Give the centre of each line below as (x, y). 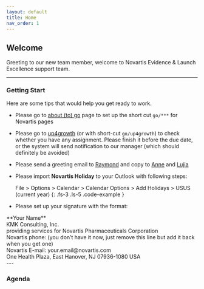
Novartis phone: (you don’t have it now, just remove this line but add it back (100, 237)
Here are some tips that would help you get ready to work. (79, 103)
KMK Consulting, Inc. (33, 225)
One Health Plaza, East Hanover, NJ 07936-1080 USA (73, 257)
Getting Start (26, 90)
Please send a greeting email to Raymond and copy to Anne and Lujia (102, 165)
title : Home (21, 18)
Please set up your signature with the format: (71, 206)
